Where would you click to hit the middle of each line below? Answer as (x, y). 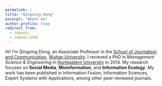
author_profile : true (28, 24)
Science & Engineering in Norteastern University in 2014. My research (77, 62)
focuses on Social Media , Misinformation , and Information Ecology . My (80, 67)
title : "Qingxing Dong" (30, 14)
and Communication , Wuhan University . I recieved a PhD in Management (80, 57)
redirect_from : (21, 28)
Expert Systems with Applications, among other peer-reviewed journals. (79, 78)
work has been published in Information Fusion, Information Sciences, (77, 73)
